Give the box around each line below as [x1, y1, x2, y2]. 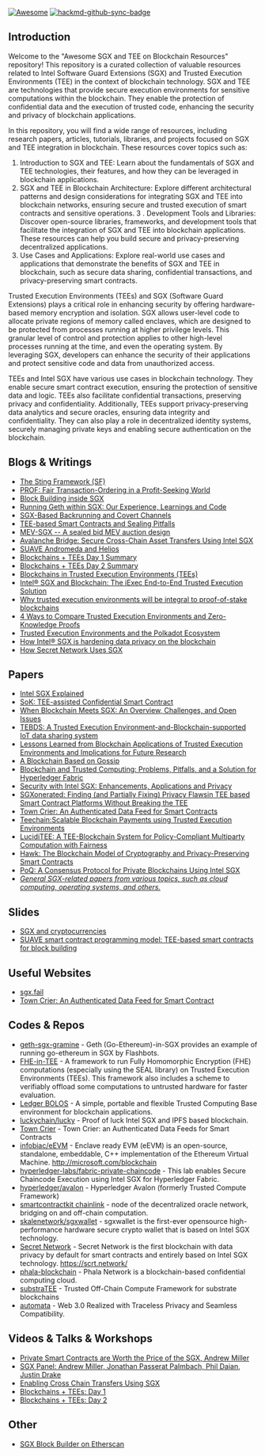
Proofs [58, 619, 81, 629]
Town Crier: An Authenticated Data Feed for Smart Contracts [19, 806, 218, 816]
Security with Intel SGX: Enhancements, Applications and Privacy [19, 781, 233, 791]
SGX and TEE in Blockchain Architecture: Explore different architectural [19, 183, 252, 192]
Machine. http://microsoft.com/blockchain [19, 1157, 157, 1167]
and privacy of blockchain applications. [8, 110, 137, 120]
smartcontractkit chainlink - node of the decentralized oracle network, [19, 1199, 249, 1209]
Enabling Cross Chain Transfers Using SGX [19, 1378, 161, 1388]
